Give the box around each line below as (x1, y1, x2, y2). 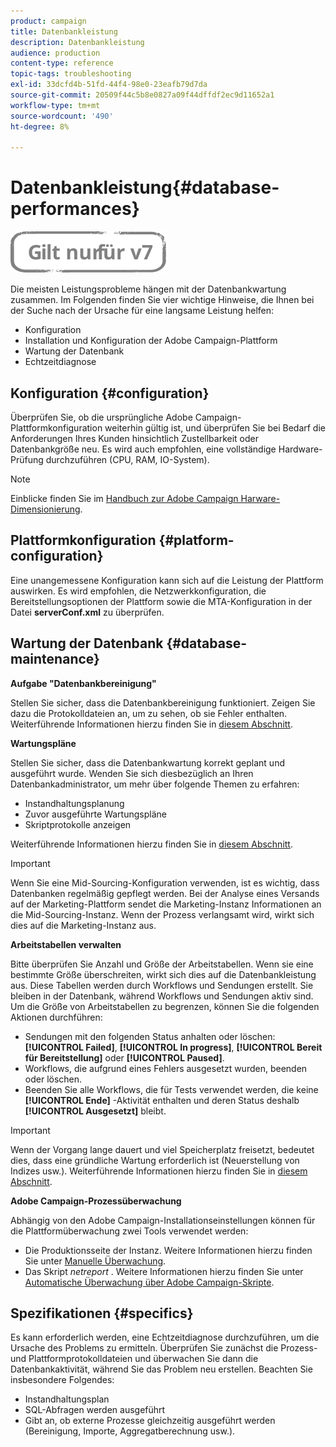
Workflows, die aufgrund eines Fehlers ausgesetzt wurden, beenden (24, 1062, 308, 1074)
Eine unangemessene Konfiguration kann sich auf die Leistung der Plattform (10, 574, 324, 586)
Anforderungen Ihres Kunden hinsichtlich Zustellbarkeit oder (10, 433, 259, 444)
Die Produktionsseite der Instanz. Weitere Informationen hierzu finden (24, 1244, 313, 1256)
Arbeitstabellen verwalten (10, 938, 122, 950)
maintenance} (10, 651, 100, 668)
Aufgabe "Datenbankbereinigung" (10, 677, 157, 689)
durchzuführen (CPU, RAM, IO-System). (45, 454, 210, 465)
